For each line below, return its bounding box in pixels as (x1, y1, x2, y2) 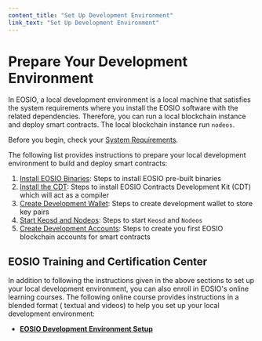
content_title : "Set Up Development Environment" (8, 11, 174, 20)
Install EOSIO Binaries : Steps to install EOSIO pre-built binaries (19, 174, 222, 183)
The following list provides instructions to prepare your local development (8, 151, 246, 160)
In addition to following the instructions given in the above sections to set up (8, 276, 255, 285)
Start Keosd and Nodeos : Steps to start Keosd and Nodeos (19, 216, 203, 225)
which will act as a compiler (19, 190, 110, 200)
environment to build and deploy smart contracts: (8, 158, 168, 169)
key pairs (19, 207, 49, 216)
